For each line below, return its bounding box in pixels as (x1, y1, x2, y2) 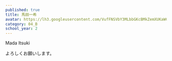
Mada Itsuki (5, 40, 30, 46)
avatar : (5, 17, 22, 22)
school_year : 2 (5, 26, 38, 31)
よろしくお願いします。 (5, 50, 55, 56)
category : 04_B (5, 21, 38, 27)
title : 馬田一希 (5, 12, 37, 17)
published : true (5, 7, 40, 13)
